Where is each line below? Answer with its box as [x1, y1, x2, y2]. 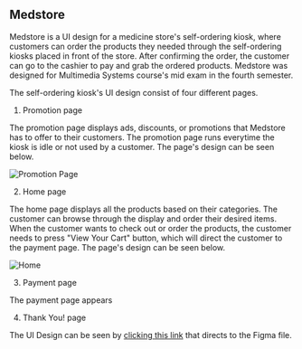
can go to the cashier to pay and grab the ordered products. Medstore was [9, 60, 288, 71]
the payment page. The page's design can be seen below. [9, 241, 226, 252]
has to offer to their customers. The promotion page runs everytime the [9, 131, 275, 143]
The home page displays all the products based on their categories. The [9, 203, 278, 214]
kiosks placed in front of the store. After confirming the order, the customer [9, 50, 290, 61]
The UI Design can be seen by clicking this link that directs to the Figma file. [9, 329, 292, 340]
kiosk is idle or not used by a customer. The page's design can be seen [9, 141, 275, 152]
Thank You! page [22, 312, 87, 323]
